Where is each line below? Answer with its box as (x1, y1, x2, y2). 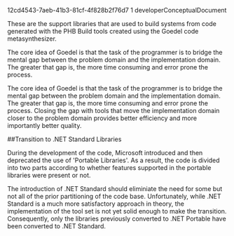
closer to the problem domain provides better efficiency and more (7, 114, 198, 122)
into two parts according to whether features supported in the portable (7, 164, 212, 171)
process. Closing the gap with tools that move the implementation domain (7, 107, 220, 114)
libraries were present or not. (7, 171, 91, 179)
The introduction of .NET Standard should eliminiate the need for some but (7, 185, 223, 192)
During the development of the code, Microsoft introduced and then (7, 149, 203, 157)
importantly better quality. (7, 122, 82, 129)
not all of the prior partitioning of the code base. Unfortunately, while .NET (7, 192, 221, 200)
